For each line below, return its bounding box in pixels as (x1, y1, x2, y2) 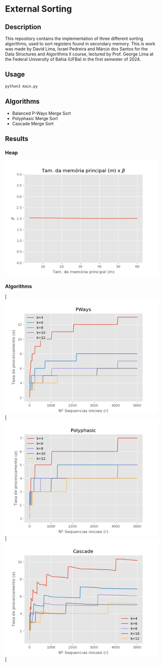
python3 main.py (5, 84, 38, 88)
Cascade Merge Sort (12, 121, 54, 126)
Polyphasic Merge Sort (12, 115, 58, 121)
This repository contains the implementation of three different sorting (5, 35, 144, 41)
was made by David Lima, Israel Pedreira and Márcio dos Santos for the (5, 46, 148, 52)
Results (5, 135, 29, 143)
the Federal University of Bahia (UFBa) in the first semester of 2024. (5, 56, 141, 62)
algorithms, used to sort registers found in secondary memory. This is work (5, 41, 156, 47)
